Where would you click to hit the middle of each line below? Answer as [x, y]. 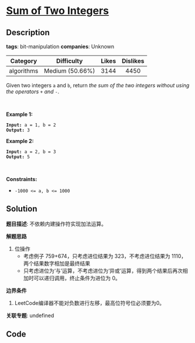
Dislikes [133, 61]
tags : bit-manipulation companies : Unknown [60, 46]
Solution [22, 209]
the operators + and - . [33, 91]
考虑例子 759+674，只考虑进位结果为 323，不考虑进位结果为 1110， [105, 256]
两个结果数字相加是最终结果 [57, 263]
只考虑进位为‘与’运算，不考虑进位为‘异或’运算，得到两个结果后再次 [103, 270]
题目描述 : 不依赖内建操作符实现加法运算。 [56, 223]
